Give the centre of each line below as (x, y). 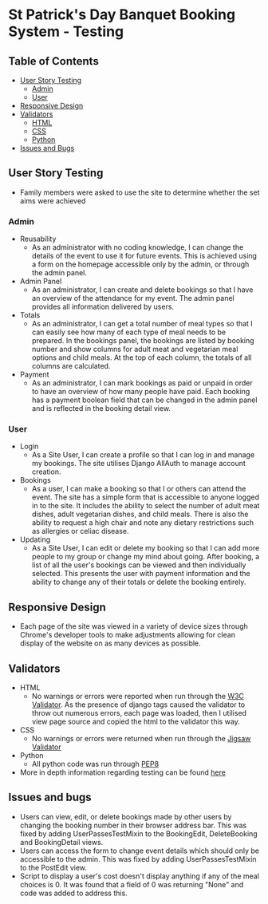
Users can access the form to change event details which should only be (140, 851)
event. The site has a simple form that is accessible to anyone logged (145, 497)
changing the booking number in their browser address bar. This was (133, 825)
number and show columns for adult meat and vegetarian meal (135, 349)
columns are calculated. (71, 366)
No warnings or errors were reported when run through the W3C (138, 697)
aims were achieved (53, 200)
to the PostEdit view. (53, 867)
